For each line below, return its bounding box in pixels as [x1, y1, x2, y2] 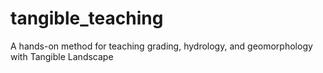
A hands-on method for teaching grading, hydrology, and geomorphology [10, 40, 313, 52]
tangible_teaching [10, 7, 164, 30]
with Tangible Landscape [10, 50, 114, 62]
